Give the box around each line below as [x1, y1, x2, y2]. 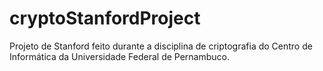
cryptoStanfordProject [9, 7, 201, 30]
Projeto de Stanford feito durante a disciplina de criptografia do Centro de [9, 40, 313, 52]
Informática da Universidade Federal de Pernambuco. [9, 50, 231, 62]
